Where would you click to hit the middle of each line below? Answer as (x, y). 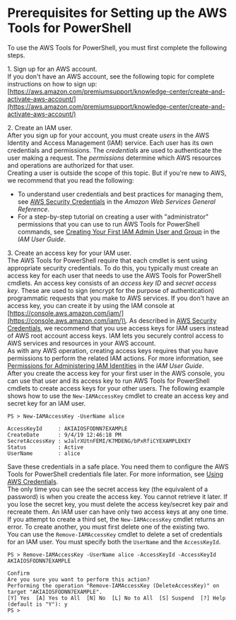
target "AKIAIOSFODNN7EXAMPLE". (55, 592)
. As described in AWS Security (171, 321)
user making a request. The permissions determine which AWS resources (114, 158)
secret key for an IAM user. (47, 403)
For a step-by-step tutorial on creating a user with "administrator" (113, 217)
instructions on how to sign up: (52, 84)
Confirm (19, 573)
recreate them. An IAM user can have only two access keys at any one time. (118, 512)
